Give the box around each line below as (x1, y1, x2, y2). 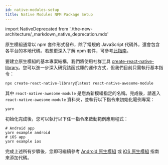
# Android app (5, 125, 35, 130)
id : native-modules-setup (5, 7, 59, 12)
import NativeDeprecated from (5, 25, 69, 31)
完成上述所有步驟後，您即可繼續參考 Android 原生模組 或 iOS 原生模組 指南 (5, 148, 159, 154)
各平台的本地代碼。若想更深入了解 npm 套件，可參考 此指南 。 (5, 47, 131, 53)
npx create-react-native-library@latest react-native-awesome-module (5, 80, 154, 85)
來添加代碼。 (5, 154, 32, 160)
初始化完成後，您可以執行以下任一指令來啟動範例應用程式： (5, 115, 128, 121)
